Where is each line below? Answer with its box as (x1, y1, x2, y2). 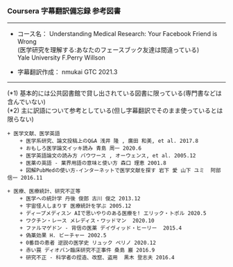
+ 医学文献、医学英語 (7, 130, 60, 137)
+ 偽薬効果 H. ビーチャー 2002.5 (19, 232, 107, 239)
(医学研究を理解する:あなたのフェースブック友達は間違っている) (17, 46, 200, 54)
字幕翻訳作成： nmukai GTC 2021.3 (17, 68, 118, 76)
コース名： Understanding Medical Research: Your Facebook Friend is (17, 30, 218, 38)
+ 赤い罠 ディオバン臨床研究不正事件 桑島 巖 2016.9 (19, 247, 155, 254)
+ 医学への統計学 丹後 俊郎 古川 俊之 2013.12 (19, 196, 141, 203)
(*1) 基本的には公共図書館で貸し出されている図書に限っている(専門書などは (7, 89, 222, 98)
